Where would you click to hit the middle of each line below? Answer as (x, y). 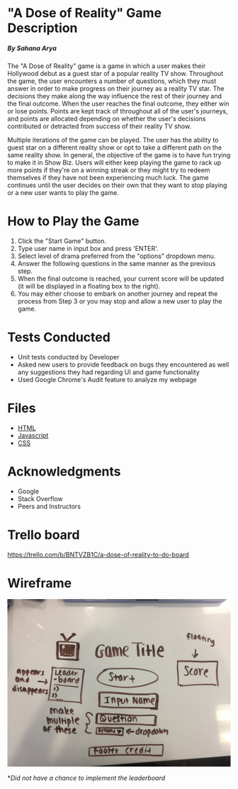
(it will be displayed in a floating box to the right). (89, 286)
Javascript (33, 435)
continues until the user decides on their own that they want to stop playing (117, 185)
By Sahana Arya (32, 48)
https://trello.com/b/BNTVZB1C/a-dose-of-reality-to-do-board (98, 554)
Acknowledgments (64, 472)
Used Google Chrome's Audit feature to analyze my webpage (107, 380)
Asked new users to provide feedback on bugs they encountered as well (123, 365)
